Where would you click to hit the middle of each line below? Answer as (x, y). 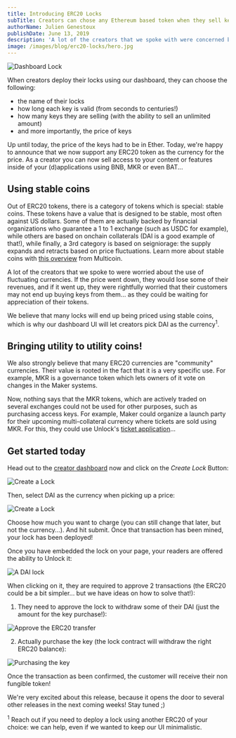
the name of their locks (51, 101)
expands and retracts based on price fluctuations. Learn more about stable (116, 251)
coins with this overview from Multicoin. (65, 258)
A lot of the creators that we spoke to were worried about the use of (106, 272)
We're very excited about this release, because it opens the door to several (116, 697)
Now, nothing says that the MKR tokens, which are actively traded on (107, 399)
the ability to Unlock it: (40, 559)
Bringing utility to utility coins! (75, 346)
